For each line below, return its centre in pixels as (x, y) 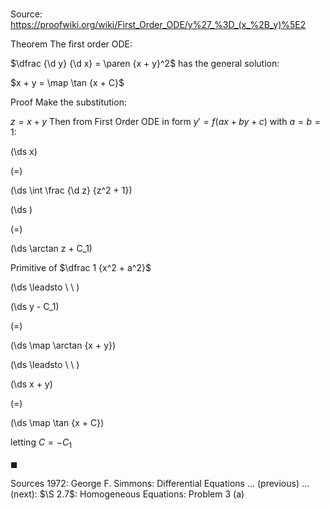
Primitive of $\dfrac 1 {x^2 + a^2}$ (81, 268)
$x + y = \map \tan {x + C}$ (67, 83)
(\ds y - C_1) (35, 307)
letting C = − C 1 (41, 443)
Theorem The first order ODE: (71, 44)
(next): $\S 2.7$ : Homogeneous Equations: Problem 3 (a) (127, 494)
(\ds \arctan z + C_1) (51, 249)
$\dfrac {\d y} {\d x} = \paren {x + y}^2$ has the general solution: (145, 64)
